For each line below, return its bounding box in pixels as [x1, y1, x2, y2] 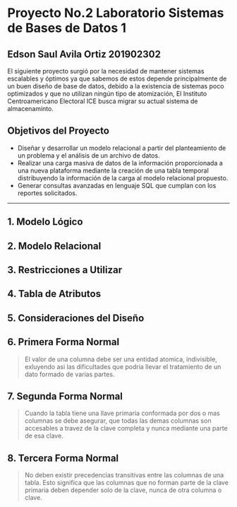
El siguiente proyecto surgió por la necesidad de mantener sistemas [7, 67, 205, 75]
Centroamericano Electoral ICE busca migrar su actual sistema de [7, 97, 198, 105]
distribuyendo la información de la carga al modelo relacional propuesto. [17, 173, 229, 182]
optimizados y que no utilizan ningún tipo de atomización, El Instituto [7, 90, 207, 98]
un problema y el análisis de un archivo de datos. [17, 151, 160, 160]
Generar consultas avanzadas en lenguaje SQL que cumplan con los [17, 181, 217, 190]
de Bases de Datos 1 [7, 20, 127, 36]
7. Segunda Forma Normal [7, 390, 123, 402]
